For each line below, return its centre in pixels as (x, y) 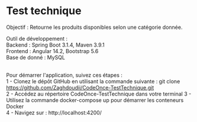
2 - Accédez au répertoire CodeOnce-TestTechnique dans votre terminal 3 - (99, 94)
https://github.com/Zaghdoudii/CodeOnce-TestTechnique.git (80, 87)
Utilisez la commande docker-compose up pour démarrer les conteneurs (95, 100)
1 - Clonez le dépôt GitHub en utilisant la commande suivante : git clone (93, 81)
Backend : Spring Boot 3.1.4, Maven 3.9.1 (55, 45)
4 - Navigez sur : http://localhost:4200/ (54, 113)
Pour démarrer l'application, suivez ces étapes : (64, 75)
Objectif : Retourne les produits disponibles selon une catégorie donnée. (94, 27)
